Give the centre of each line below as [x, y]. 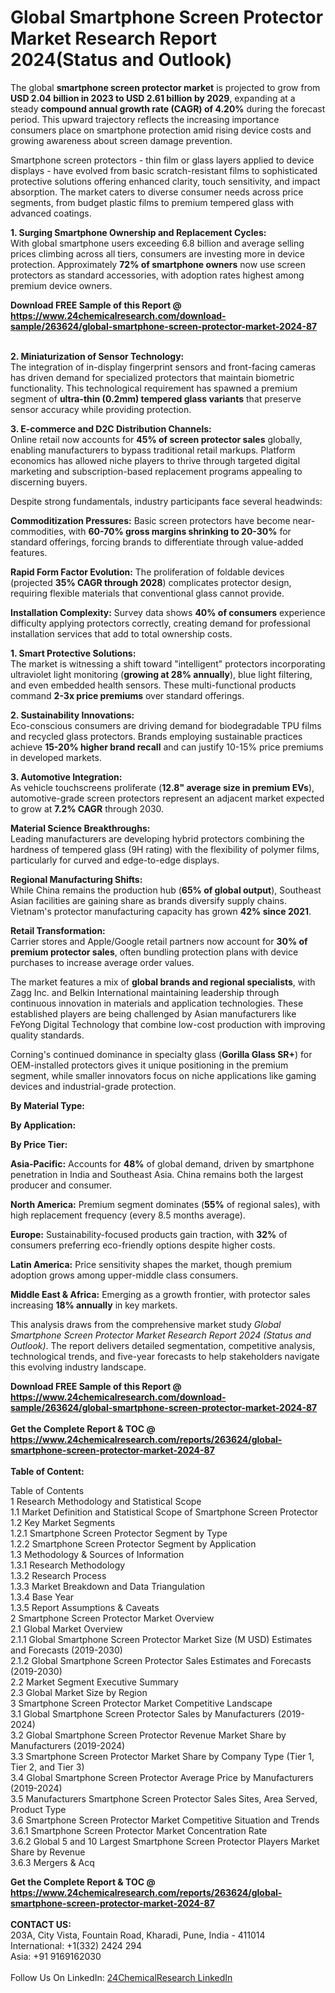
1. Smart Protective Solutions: [73, 653]
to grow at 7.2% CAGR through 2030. [87, 808]
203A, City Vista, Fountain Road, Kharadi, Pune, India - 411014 [138, 1935]
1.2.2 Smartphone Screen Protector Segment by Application [133, 1543]
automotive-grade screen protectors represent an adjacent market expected [167, 798]
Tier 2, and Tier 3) [47, 1767]
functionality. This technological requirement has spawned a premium [154, 388]
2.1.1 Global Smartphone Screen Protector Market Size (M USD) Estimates [161, 1639]
